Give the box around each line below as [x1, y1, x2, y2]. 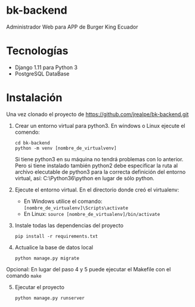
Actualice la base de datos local [14, 243, 94, 250]
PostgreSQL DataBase [14, 70, 70, 77]
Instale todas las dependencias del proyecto [14, 221, 124, 229]
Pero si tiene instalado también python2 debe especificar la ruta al [14, 162, 178, 169]
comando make [6, 272, 42, 279]
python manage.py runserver [14, 295, 85, 301]
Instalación [6, 91, 63, 105]
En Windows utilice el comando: [23, 198, 103, 205]
